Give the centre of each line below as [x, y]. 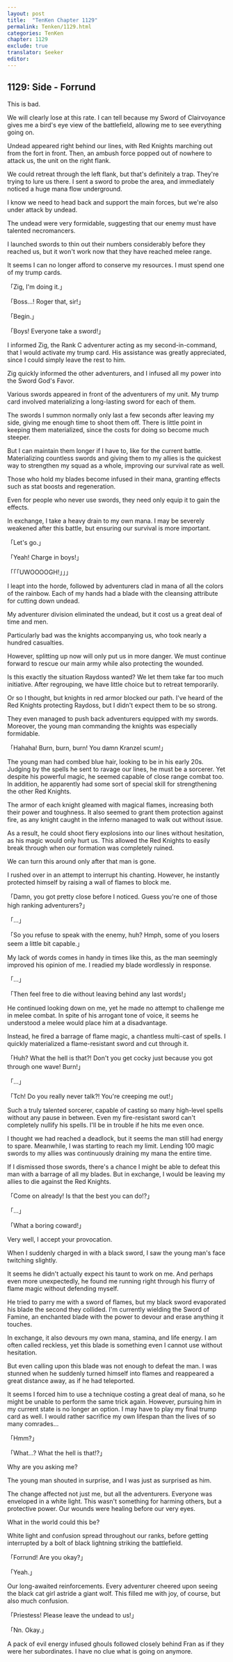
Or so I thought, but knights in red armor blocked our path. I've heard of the [115, 697]
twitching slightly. [32, 1260]
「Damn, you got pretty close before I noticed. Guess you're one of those [112, 896]
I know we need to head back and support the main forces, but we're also [113, 202]
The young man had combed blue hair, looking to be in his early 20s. [105, 761]
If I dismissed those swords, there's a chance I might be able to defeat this [114, 1166]
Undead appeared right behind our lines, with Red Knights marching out [110, 145]
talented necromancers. [41, 230]
